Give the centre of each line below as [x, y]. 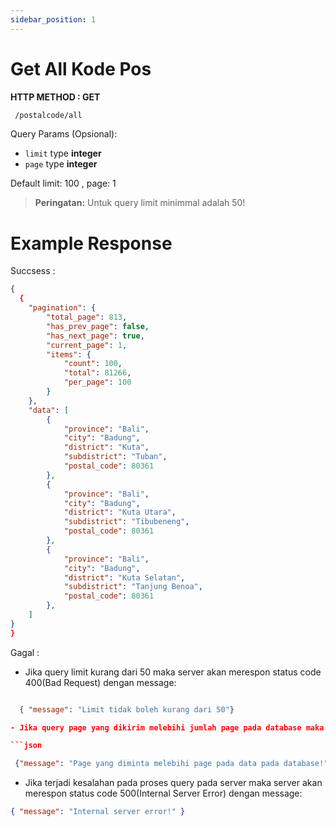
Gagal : [25, 652]
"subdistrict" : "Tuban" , [115, 457]
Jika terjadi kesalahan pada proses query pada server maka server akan [173, 783]
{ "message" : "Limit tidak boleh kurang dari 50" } [127, 709]
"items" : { [69, 354]
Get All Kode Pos [81, 68]
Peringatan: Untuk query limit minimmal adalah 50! [140, 203]
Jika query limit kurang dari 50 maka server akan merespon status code [173, 672]
